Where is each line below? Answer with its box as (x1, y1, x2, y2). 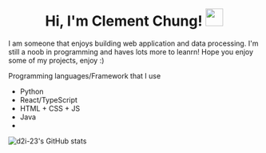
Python (19, 87, 44, 96)
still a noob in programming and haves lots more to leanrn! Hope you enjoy (8, 46, 254, 56)
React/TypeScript (19, 95, 78, 104)
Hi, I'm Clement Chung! (45, 12, 203, 30)
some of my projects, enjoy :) (8, 55, 105, 65)
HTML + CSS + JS (19, 103, 81, 113)
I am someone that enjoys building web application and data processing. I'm (8, 38, 259, 48)
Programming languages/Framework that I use (8, 70, 161, 80)
